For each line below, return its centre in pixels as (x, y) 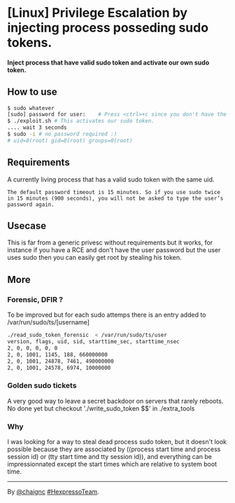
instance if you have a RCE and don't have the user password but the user (114, 250)
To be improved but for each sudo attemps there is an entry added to (107, 315)
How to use (32, 92)
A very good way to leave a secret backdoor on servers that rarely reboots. (115, 401)
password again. (31, 205)
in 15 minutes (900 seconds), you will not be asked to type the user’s (115, 198)
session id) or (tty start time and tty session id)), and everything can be (109, 456)
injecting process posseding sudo (108, 28)
